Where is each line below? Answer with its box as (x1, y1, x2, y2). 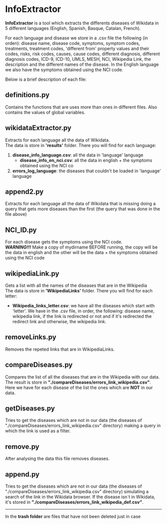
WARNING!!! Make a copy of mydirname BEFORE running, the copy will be (5, 244, 158, 250)
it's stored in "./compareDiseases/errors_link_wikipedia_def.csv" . (5, 499, 144, 505)
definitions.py (5, 91, 50, 99)
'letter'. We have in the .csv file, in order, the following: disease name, (12, 308, 155, 314)
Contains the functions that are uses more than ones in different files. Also (5, 104, 158, 110)
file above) (5, 211, 27, 217)
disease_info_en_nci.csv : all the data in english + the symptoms (19, 157, 153, 163)
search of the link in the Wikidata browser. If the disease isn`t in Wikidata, (5, 494, 156, 500)
